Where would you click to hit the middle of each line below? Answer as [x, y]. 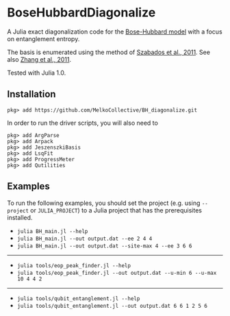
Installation [31, 94]
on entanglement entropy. [43, 38]
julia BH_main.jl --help [52, 231]
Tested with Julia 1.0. [37, 73]
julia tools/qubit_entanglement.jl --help [78, 299]
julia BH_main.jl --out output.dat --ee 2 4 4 [85, 239]
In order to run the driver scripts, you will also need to [83, 123]
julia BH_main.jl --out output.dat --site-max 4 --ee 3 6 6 [104, 246]
